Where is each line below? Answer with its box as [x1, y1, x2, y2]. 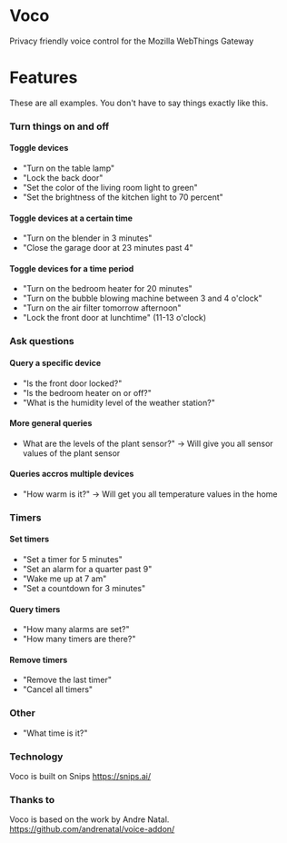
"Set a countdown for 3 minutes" [22, 583, 146, 594]
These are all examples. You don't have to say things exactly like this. [9, 97, 269, 108]
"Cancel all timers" [22, 684, 94, 695]
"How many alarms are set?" [22, 624, 130, 635]
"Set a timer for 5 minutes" [22, 554, 123, 565]
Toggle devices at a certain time [9, 213, 134, 223]
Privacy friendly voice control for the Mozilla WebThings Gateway [9, 35, 254, 46]
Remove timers [9, 654, 68, 665]
